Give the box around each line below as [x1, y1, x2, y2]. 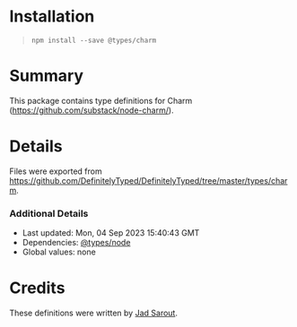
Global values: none [22, 246, 96, 257]
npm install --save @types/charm [31, 36, 157, 45]
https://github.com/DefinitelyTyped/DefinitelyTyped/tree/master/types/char [9, 175, 288, 185]
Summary [9, 65, 83, 86]
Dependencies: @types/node [22, 237, 131, 248]
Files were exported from [9, 166, 102, 176]
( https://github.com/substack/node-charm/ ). [9, 105, 174, 116]
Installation [9, 6, 95, 27]
